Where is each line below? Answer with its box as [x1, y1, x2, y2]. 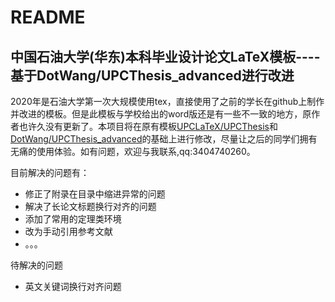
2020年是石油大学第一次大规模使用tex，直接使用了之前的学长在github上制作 [10, 96, 325, 107]
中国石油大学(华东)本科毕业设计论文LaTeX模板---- [10, 48, 321, 65]
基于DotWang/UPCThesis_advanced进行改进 [10, 67, 295, 84]
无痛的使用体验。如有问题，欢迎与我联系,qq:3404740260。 [10, 146, 256, 157]
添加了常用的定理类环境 [24, 213, 122, 225]
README [10, 6, 86, 29]
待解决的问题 [10, 259, 63, 271]
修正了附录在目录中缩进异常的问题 [24, 188, 166, 200]
